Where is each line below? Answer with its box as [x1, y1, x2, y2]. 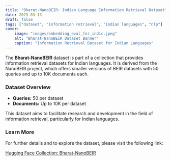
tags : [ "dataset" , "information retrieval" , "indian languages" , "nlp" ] [5, 21, 163, 27]
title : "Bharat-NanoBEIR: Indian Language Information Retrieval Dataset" [5, 7, 167, 13]
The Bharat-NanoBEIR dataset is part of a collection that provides [5, 55, 144, 61]
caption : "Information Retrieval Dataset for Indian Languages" [14, 41, 154, 46]
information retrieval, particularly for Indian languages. [5, 116, 120, 122]
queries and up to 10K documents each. [5, 71, 89, 77]
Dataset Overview [5, 84, 51, 91]
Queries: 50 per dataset [12, 95, 64, 101]
